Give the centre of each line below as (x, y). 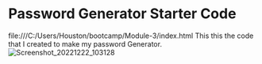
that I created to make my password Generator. (85, 43)
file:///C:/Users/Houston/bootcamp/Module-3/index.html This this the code (131, 36)
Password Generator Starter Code (122, 14)
